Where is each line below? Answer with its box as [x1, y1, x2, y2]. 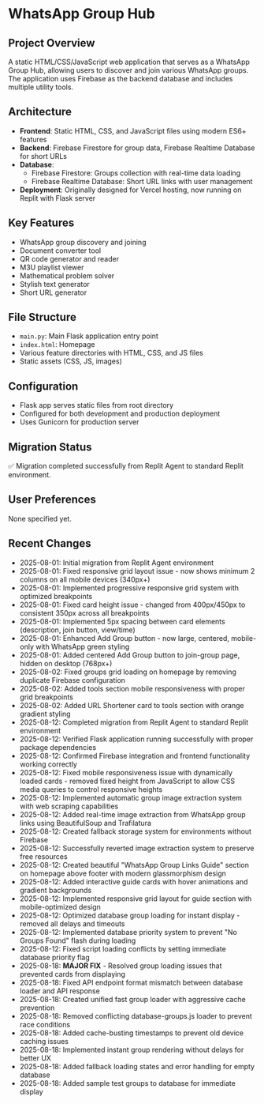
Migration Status [8, 440, 92, 454]
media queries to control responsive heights [19, 784, 163, 794]
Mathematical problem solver [19, 270, 115, 281]
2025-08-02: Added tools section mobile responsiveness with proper [19, 684, 246, 693]
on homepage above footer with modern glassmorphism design [19, 869, 227, 878]
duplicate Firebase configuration [19, 675, 126, 684]
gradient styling [19, 709, 71, 718]
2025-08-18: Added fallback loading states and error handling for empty [19, 1061, 255, 1071]
